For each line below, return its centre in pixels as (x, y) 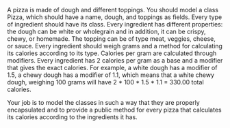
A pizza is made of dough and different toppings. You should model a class (113, 10)
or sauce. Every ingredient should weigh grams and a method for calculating (115, 46)
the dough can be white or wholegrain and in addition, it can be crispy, (106, 31)
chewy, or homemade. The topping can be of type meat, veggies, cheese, (111, 39)
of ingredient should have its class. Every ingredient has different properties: (115, 24)
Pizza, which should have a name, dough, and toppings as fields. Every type (115, 17)
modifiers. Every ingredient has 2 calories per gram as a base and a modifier (115, 60)
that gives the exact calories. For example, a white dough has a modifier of (112, 68)
